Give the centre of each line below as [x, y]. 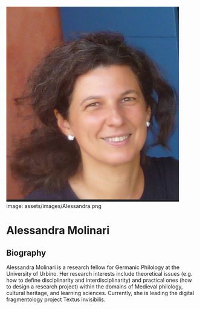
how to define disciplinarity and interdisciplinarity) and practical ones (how [99, 280]
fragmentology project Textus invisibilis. [56, 299]
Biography [26, 252]
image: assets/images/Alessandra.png [54, 206]
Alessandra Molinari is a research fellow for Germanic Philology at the [93, 267]
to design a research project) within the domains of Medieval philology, [95, 287]
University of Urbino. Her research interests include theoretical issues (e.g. [99, 274]
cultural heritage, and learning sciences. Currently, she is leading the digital [100, 293]
